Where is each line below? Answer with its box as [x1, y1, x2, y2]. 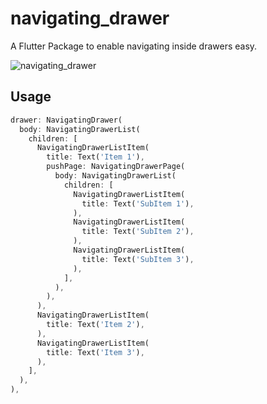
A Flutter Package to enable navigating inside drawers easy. [10, 40, 258, 52]
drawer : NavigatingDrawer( [10, 115, 123, 125]
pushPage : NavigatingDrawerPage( [46, 162, 186, 172]
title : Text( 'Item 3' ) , [46, 347, 145, 357]
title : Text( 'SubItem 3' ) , [81, 254, 195, 264]
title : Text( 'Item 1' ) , [46, 152, 145, 162]
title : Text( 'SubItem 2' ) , [81, 227, 195, 237]
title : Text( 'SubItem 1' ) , [81, 198, 195, 209]
